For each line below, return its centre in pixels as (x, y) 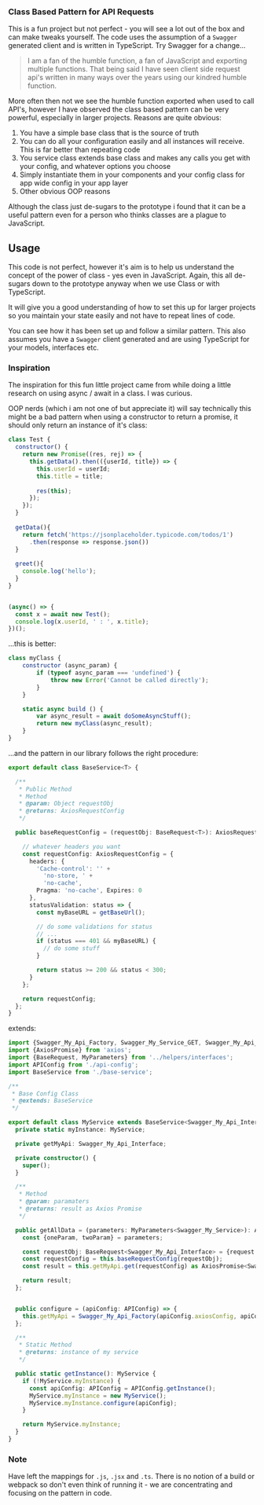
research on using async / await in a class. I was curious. (100, 393)
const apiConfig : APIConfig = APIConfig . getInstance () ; (122, 1388)
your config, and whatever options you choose (95, 167)
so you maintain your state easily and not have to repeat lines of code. (122, 316)
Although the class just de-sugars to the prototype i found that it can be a (127, 207)
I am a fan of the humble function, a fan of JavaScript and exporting (137, 61)
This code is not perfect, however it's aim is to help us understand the (121, 267)
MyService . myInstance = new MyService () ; (98, 1396)
